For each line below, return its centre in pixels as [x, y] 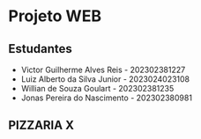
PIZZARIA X [41, 125]
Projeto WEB [55, 16]
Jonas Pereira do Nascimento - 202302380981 [107, 98]
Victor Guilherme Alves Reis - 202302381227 [103, 69]
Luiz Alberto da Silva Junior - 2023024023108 [105, 79]
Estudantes [40, 49]
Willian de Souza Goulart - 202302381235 [97, 88]
